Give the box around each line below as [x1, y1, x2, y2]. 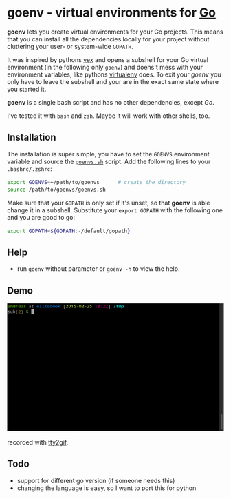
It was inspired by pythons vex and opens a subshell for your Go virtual [7, 55, 208, 63]
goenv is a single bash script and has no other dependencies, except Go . [7, 98, 214, 106]
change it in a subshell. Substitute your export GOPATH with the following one [7, 205, 223, 214]
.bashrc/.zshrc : [7, 164, 53, 173]
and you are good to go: [7, 213, 76, 221]
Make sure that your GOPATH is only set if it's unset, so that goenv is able [7, 198, 211, 207]
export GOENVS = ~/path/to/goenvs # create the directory [7, 179, 186, 185]
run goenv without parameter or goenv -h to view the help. [16, 265, 180, 273]
